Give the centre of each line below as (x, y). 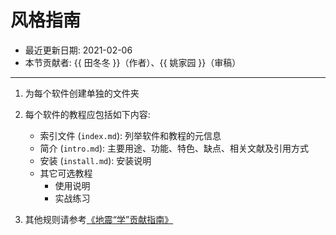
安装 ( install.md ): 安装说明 (95, 160)
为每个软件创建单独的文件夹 (82, 93)
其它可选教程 (66, 173)
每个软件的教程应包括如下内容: (87, 114)
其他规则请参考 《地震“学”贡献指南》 (99, 219)
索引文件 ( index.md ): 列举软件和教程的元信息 (130, 135)
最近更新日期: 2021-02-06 (78, 50)
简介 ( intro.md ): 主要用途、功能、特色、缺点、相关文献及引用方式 (174, 148)
